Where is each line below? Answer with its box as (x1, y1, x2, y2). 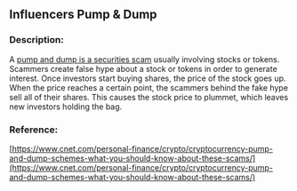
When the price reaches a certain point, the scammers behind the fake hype (9, 82, 289, 92)
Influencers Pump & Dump (9, 7, 157, 22)
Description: (9, 34, 64, 46)
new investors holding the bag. (9, 101, 123, 112)
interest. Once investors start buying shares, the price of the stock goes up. (9, 73, 286, 84)
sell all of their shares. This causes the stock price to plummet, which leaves (9, 92, 289, 102)
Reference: (9, 123, 59, 136)
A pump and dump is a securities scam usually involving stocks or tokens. (9, 53, 280, 65)
